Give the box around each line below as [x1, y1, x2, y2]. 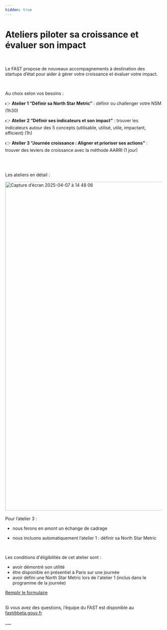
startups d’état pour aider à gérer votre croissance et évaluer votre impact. [5, 71, 158, 77]
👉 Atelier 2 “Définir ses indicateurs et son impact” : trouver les [5, 117, 139, 123]
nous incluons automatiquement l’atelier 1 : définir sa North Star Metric [12, 535, 157, 541]
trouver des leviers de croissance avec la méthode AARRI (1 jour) [5, 147, 138, 153]
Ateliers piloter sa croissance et [5, 28, 139, 40]
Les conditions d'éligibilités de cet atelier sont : [5, 554, 101, 560]
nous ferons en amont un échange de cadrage [12, 525, 108, 531]
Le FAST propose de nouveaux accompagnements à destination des [5, 65, 145, 71]
